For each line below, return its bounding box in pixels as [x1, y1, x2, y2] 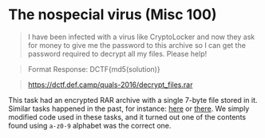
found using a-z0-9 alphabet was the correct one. [8, 120, 172, 130]
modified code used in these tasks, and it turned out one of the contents [8, 112, 246, 121]
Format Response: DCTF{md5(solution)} [27, 64, 161, 73]
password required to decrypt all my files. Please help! [27, 49, 208, 58]
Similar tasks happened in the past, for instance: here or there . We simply [8, 104, 250, 113]
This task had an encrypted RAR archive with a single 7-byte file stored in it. [8, 95, 258, 104]
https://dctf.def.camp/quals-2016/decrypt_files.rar [27, 80, 193, 89]
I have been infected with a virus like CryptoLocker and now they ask [27, 32, 255, 41]
